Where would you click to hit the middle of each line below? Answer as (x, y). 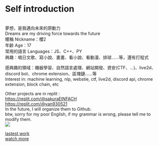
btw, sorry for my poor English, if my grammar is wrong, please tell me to (78, 114)
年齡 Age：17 (18, 45)
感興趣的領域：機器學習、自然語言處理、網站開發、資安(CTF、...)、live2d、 (80, 67)
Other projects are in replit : (32, 93)
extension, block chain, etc (32, 84)
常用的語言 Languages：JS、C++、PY (44, 51)
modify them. (18, 119)
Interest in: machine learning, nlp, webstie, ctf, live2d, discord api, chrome (79, 79)
